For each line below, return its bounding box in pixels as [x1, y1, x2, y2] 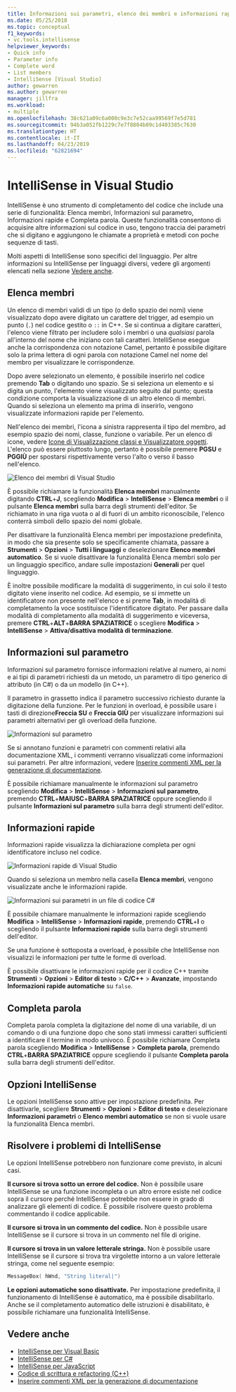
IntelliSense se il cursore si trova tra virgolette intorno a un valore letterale [7, 1252, 221, 1260]
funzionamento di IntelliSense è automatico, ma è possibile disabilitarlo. [7, 1293, 214, 1301]
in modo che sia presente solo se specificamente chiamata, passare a [7, 538, 209, 546]
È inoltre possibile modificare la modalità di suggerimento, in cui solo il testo [7, 581, 227, 590]
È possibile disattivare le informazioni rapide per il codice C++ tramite [7, 967, 209, 976]
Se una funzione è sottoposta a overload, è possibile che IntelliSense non [7, 946, 220, 954]
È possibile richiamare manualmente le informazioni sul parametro [7, 779, 198, 787]
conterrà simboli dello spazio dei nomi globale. [7, 517, 143, 525]
